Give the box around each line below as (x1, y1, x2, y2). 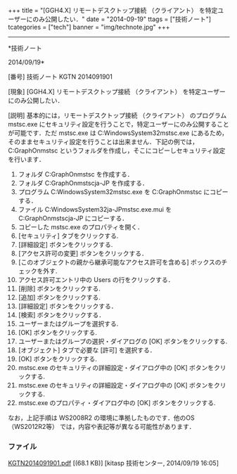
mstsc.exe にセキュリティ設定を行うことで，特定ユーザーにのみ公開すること (8, 120, 229, 128)
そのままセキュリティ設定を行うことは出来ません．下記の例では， (8, 138, 199, 146)
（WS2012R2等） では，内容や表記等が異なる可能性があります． (8, 423, 196, 430)
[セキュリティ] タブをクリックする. (18, 231, 119, 240)
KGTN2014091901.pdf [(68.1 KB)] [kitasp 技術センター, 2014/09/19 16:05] (8, 459, 219, 468)
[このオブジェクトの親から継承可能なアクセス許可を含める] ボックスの (18, 258, 222, 266)
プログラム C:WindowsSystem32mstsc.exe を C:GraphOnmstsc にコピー (18, 188, 229, 196)
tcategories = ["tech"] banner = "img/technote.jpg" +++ (8, 23, 171, 31)
